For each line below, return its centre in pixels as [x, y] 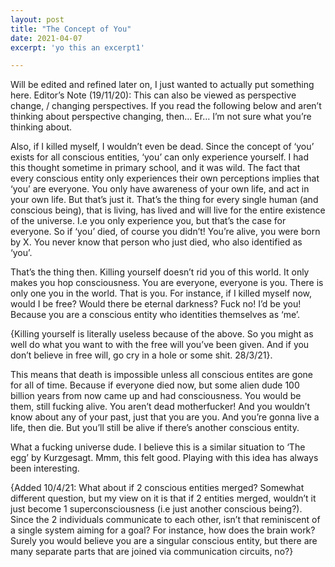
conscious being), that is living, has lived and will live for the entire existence [168, 210]
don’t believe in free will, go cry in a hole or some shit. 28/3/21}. [141, 355]
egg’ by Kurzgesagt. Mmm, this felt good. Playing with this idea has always [164, 458]
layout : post [37, 19]
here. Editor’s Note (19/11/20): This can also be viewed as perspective [153, 95]
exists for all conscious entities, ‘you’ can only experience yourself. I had [159, 157]
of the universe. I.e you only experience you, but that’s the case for [148, 221]
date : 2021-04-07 [46, 38]
